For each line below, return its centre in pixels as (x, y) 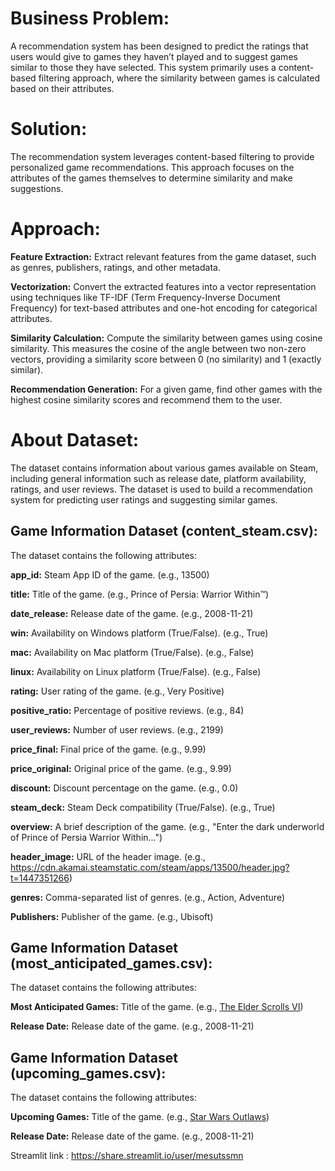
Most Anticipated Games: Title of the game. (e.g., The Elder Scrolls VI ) (157, 1007)
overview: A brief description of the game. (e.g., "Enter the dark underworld (167, 826)
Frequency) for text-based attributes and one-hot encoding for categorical (164, 308)
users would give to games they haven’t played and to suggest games (154, 56)
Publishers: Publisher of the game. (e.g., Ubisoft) (112, 916)
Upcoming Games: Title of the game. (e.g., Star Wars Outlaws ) (140, 1117)
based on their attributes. (62, 88)
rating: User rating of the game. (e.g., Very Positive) (117, 691)
